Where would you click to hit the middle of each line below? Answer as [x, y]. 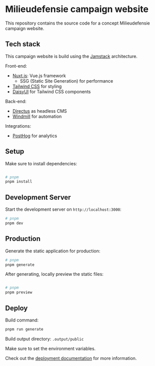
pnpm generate [20, 265]
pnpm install [19, 182]
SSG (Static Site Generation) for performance [66, 81]
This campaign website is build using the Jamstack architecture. [71, 56]
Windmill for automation [37, 116]
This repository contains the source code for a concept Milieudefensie [77, 23]
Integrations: [18, 126]
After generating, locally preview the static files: [54, 274]
